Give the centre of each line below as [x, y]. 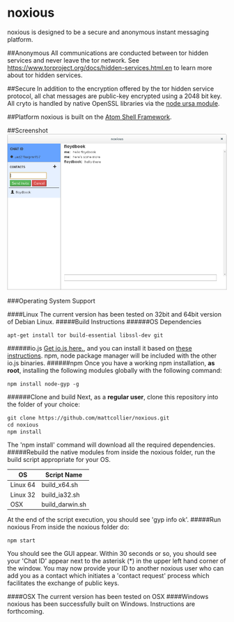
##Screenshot [28, 130]
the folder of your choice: [44, 404]
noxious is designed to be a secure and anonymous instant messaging [108, 32]
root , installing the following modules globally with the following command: [115, 370]
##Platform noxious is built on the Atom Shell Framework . [89, 117]
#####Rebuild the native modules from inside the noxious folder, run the [111, 452]
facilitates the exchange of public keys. [63, 583]
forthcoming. [26, 612]
